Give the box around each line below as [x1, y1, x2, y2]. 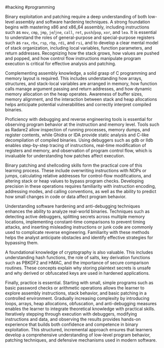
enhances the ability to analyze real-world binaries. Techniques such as [5, 208, 150, 214]
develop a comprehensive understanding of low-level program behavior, [5, 332, 151, 338]
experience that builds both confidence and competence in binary [5, 321, 139, 327]
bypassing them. [5, 240, 39, 245]
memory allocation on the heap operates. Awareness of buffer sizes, [5, 91, 143, 97]
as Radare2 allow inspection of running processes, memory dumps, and [5, 127, 150, 132]
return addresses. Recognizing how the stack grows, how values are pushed [5, 50, 160, 56]
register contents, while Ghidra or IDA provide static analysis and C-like [5, 132, 149, 138]
